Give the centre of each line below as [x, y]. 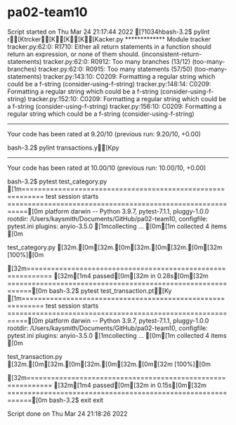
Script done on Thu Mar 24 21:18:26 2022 [67, 413]
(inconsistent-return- [172, 54]
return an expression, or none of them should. [74, 54]
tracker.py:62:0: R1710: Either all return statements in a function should [110, 46]
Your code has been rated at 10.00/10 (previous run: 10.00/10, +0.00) [107, 168]
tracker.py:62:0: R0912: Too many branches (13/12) [117, 61]
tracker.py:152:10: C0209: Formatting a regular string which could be [127, 98]
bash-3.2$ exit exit [76, 400]
